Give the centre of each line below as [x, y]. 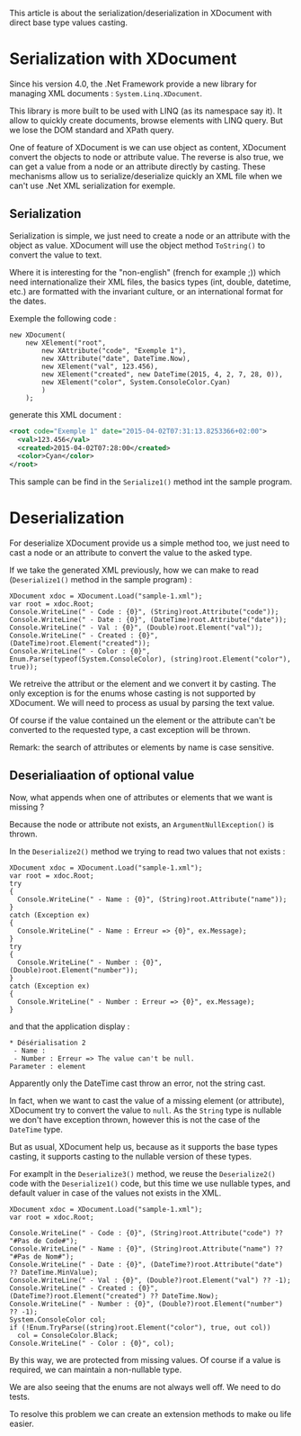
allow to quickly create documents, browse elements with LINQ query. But [146, 120]
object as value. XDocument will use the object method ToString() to [137, 245]
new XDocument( [38, 335]
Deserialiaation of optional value [102, 776]
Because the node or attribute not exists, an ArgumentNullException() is [142, 824]
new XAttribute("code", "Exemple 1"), [114, 350]
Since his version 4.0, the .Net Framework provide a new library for [133, 84]
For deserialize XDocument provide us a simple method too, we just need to [150, 543]
